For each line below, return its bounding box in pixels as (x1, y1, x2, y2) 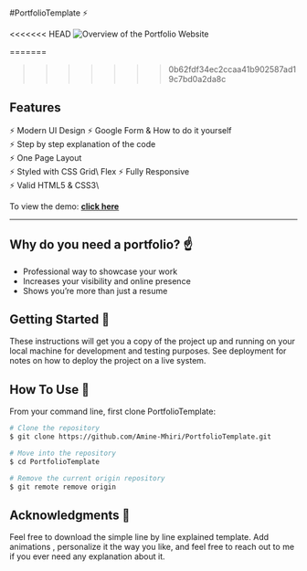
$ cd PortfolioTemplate (9, 457, 101, 466)
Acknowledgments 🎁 (9, 507, 131, 523)
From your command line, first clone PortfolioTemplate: (9, 406, 217, 418)
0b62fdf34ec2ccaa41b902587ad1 (168, 64, 297, 75)
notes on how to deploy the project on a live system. (9, 355, 206, 366)
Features (9, 100, 61, 116)
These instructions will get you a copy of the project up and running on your (9, 336, 295, 347)
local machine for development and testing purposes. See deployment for (9, 345, 287, 356)
